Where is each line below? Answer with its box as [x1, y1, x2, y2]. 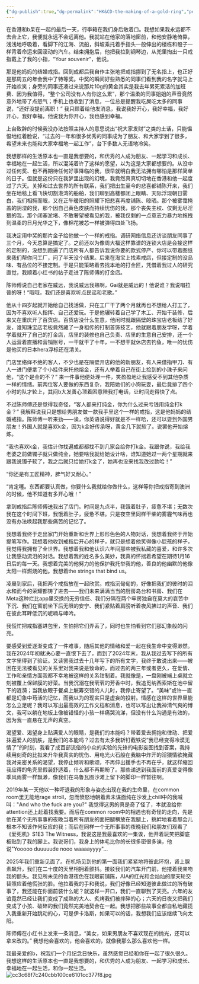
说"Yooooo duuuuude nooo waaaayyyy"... [6, 845, 108, 852]
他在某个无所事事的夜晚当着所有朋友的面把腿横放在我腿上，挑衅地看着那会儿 [6, 816, 193, 823]
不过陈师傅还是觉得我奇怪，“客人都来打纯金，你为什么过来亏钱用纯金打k [6, 401, 182, 408]
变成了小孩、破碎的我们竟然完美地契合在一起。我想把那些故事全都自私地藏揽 [6, 902, 193, 909]
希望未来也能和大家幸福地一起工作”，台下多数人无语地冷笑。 [6, 140, 154, 147]
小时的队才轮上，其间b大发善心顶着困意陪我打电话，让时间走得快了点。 [6, 388, 181, 395]
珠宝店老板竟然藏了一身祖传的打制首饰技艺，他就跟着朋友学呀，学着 [26, 324, 193, 331]
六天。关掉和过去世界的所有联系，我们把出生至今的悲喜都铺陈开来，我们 [16, 182, 193, 189]
